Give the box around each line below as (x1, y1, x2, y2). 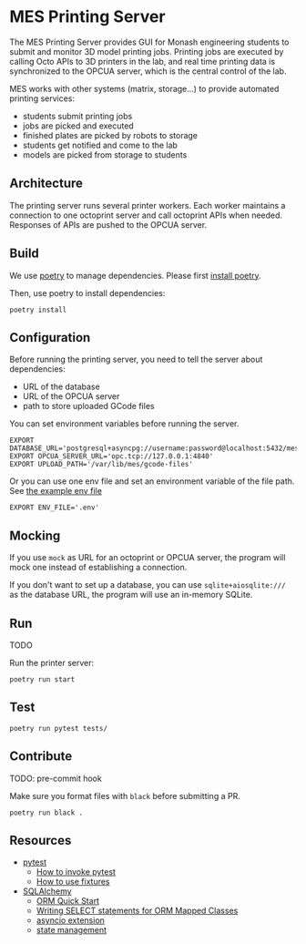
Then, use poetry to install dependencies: (9, 287, 166, 298)
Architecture (9, 176, 84, 191)
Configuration (9, 330, 91, 345)
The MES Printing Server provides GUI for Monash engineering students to (9, 36, 290, 47)
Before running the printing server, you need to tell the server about (9, 354, 263, 365)
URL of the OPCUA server (22, 391, 120, 402)
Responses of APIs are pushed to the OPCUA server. (9, 219, 208, 230)
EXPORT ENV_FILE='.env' (9, 503, 100, 512)
